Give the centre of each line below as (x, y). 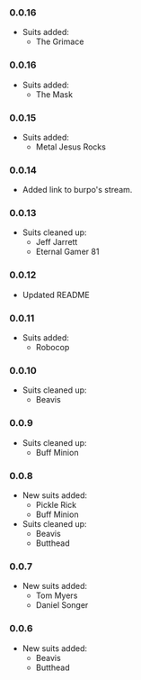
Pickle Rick (56, 504)
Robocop (53, 348)
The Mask (54, 94)
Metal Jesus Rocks (70, 147)
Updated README (56, 295)
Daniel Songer (62, 605)
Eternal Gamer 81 (67, 252)
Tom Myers (57, 595)
